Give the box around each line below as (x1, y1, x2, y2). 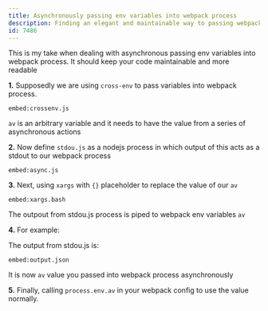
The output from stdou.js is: (8, 241, 100, 250)
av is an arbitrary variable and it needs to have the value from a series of (8, 119, 246, 128)
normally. (8, 294, 39, 304)
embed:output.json (8, 256, 69, 264)
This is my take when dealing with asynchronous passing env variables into (8, 49, 256, 58)
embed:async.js (8, 167, 59, 175)
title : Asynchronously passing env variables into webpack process (8, 11, 238, 20)
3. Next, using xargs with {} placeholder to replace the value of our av (8, 180, 238, 190)
